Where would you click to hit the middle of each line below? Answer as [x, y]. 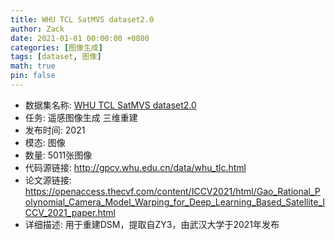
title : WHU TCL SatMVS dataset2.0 [82, 19]
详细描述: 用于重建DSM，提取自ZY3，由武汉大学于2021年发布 [152, 224]
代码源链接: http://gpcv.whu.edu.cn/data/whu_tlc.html [135, 167]
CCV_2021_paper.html [70, 212]
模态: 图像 [45, 142]
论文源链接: [48, 180]
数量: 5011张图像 [58, 155]
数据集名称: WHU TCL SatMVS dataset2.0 [110, 105]
